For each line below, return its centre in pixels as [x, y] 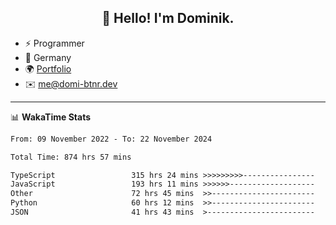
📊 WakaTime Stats [51, 117]
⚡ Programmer [54, 43]
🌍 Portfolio [48, 68]
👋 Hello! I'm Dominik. [168, 18]
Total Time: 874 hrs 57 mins [71, 157]
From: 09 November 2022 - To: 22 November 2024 [111, 139]
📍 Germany [48, 57]
